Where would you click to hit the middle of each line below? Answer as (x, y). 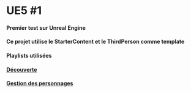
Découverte (22, 69)
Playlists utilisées (29, 55)
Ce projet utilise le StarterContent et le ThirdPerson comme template (95, 42)
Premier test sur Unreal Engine (46, 27)
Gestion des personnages (40, 83)
